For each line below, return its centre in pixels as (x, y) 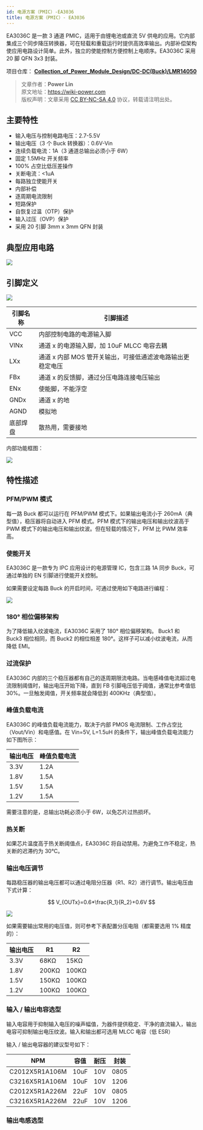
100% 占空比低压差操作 (44, 166)
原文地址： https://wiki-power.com (63, 91)
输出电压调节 (25, 868)
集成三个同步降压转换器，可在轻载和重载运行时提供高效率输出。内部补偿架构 (101, 43)
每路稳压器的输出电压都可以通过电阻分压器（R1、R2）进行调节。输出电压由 (100, 883)
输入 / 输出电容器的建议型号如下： (48, 1044)
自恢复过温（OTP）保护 (44, 211)
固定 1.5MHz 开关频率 (42, 159)
